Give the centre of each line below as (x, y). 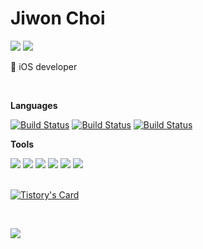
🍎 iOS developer (44, 66)
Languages (34, 105)
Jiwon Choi (58, 18)
